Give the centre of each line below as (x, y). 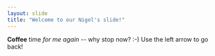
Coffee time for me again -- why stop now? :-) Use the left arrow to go (108, 39)
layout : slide (28, 13)
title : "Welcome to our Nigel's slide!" (66, 20)
